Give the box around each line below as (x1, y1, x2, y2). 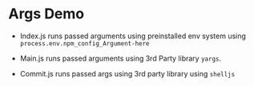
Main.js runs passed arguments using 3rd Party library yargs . (19, 53, 222, 63)
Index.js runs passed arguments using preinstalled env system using (19, 31, 247, 41)
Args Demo (8, 5, 85, 23)
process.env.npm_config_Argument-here (19, 39, 150, 48)
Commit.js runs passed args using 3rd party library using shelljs (19, 68, 236, 78)
